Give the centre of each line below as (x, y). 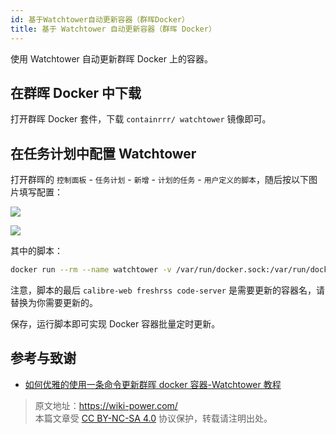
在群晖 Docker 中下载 (76, 92)
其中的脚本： (36, 251)
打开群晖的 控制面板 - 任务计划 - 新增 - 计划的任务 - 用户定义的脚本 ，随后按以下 (159, 180)
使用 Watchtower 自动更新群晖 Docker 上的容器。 (111, 58)
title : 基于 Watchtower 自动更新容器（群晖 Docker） (113, 29)
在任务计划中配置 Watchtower (103, 153)
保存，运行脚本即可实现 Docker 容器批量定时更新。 (115, 324)
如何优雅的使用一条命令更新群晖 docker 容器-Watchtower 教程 (153, 384)
